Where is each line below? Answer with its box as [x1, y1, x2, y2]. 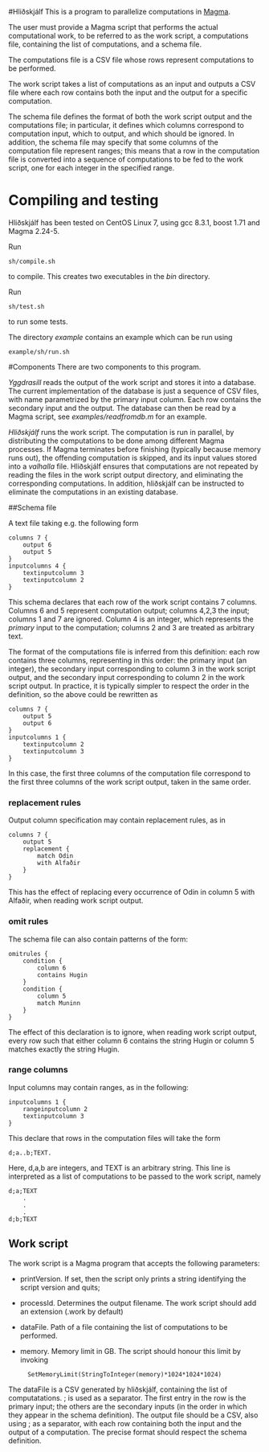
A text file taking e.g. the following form [8, 518, 139, 527]
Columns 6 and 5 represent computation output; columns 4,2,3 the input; [8, 605, 250, 615]
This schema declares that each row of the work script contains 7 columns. [8, 597, 258, 606]
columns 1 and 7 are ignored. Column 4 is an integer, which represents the [8, 614, 255, 624]
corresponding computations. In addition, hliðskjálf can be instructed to [8, 478, 245, 488]
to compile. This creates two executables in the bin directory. [8, 271, 210, 281]
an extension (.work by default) [19, 1306, 124, 1316]
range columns [8, 1064, 68, 1076]
